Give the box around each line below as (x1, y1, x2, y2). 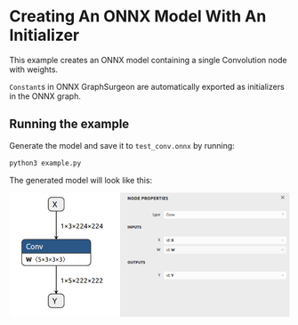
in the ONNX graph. (9, 91, 82, 102)
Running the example (9, 117, 130, 132)
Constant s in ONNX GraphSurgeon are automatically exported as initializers (9, 81, 285, 92)
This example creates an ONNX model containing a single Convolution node (9, 54, 287, 65)
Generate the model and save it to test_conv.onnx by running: (9, 140, 236, 150)
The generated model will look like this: (9, 175, 153, 185)
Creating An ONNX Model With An (9, 6, 267, 27)
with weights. (9, 64, 59, 75)
